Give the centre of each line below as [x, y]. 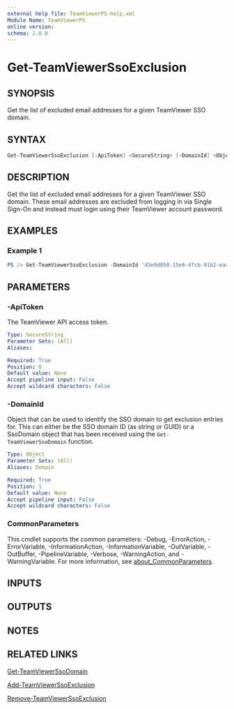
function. [81, 442]
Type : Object [26, 454]
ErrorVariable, [27, 546]
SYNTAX [27, 139]
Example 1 [25, 251]
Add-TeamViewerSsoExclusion [51, 685]
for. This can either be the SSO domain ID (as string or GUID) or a [101, 427]
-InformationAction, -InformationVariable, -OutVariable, [127, 546]
